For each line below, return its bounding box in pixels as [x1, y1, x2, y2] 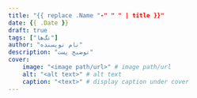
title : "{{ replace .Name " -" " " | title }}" [8, 11, 165, 20]
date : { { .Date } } [8, 19, 69, 27]
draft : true [8, 26, 47, 34]
